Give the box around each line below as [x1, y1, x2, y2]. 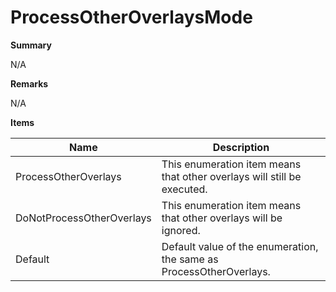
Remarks [10, 77, 49, 90]
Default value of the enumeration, [161, 239, 319, 253]
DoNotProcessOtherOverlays [15, 211, 152, 225]
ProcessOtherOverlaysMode [10, 6, 253, 29]
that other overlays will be [161, 211, 283, 225]
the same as [161, 252, 219, 266]
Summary [10, 39, 52, 51]
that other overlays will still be [161, 169, 302, 183]
